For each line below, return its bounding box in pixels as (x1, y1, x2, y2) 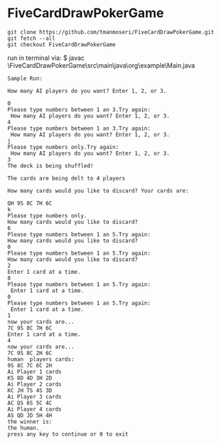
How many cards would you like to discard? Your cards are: (7, 187, 190, 194)
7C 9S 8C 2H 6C (7, 349, 53, 357)
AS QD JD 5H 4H (7, 411, 53, 419)
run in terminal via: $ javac (7, 53, 85, 62)
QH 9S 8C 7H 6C (7, 200, 53, 207)
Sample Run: (7, 75, 43, 82)
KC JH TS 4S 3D (7, 387, 53, 394)
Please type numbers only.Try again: (7, 143, 119, 150)
